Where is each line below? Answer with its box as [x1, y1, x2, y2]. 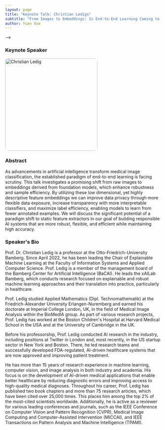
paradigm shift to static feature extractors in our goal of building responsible [5, 215, 160, 222]
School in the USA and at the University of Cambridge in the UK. [5, 322, 135, 328]
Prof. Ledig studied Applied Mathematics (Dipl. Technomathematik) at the [5, 296, 154, 302]
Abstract [5, 157, 27, 164]
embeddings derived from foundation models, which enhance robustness [5, 184, 154, 190]
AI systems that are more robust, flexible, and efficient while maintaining [5, 221, 152, 227]
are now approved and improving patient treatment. [5, 353, 110, 359]
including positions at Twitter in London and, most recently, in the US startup [5, 337, 161, 343]
